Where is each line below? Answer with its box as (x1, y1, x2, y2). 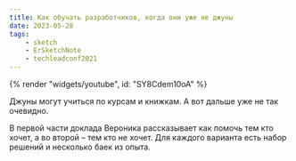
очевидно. (9, 106, 49, 116)
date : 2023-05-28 (9, 21, 74, 30)
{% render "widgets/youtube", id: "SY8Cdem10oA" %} (9, 79, 208, 89)
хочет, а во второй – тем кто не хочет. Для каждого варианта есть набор (9, 133, 287, 142)
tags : (9, 29, 29, 38)
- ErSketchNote (25, 46, 82, 55)
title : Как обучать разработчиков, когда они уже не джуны (9, 12, 234, 22)
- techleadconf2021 (25, 54, 98, 63)
